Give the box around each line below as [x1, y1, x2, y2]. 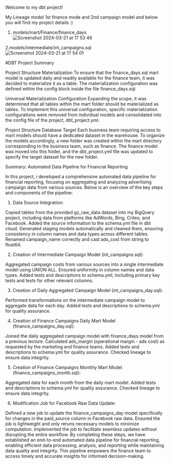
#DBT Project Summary [5, 60, 54, 65]
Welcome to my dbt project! [5, 5, 63, 10]
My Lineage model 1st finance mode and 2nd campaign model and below [5, 14, 158, 20]
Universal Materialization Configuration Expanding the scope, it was [5, 96, 147, 101]
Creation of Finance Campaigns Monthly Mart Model [12, 365, 122, 370]
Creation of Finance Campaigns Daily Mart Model [12, 318, 116, 324]
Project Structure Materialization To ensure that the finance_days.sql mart [5, 69, 159, 76]
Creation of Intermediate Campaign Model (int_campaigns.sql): [12, 252, 144, 258]
